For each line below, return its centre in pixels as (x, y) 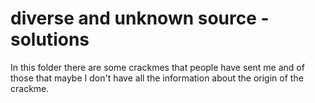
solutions (50, 39)
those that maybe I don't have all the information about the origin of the (157, 78)
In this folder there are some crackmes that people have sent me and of (157, 67)
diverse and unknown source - (140, 18)
